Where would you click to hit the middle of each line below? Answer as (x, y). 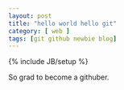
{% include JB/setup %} (48, 62)
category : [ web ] (39, 31)
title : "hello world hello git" (62, 24)
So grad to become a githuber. (59, 77)
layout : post (30, 16)
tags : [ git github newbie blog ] (62, 39)
